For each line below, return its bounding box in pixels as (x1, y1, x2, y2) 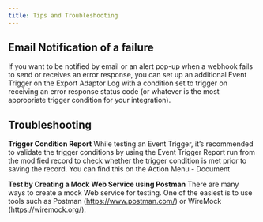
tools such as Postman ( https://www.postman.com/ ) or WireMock (8, 197, 222, 206)
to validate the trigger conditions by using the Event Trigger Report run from (8, 148, 255, 157)
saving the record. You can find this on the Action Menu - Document (8, 164, 231, 174)
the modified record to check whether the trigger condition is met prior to (8, 156, 247, 166)
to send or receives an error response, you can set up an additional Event (8, 70, 247, 80)
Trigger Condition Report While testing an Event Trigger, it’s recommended (8, 139, 254, 149)
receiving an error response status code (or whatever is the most (8, 87, 220, 96)
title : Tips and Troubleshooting (8, 11, 118, 20)
